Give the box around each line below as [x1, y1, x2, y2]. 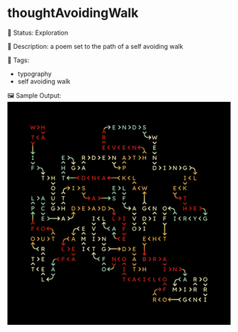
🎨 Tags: [7, 55, 30, 64]
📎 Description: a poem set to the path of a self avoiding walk [7, 42, 183, 50]
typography [17, 69, 52, 78]
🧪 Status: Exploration [7, 28, 69, 37]
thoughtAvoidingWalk [7, 5, 139, 21]
